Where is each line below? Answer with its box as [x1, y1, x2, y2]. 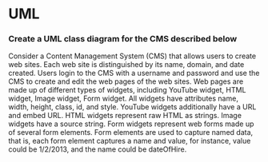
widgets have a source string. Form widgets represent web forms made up [8, 119, 254, 128]
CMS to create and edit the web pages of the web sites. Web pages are [8, 77, 244, 86]
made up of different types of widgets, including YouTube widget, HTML [8, 85, 246, 95]
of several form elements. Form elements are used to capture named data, [8, 128, 254, 137]
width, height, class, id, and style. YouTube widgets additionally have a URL [8, 102, 257, 112]
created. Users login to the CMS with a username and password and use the [8, 69, 260, 78]
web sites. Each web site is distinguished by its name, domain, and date [8, 60, 245, 69]
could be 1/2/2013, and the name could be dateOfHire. [8, 144, 187, 154]
